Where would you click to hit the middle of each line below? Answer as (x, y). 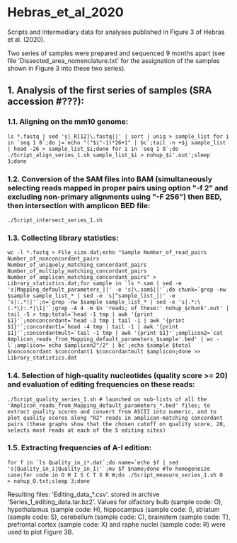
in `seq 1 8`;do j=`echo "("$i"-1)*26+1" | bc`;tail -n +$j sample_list (117, 142)
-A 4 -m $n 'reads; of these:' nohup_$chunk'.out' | (150, 309)
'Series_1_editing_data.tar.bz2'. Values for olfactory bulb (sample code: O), (115, 502)
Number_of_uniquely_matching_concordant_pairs (77, 265)
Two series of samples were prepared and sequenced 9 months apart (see (116, 53)
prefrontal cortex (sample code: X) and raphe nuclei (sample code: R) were (117, 524)
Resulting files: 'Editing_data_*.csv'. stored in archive (83, 494)
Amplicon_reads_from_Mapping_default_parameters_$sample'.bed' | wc (110, 339)
